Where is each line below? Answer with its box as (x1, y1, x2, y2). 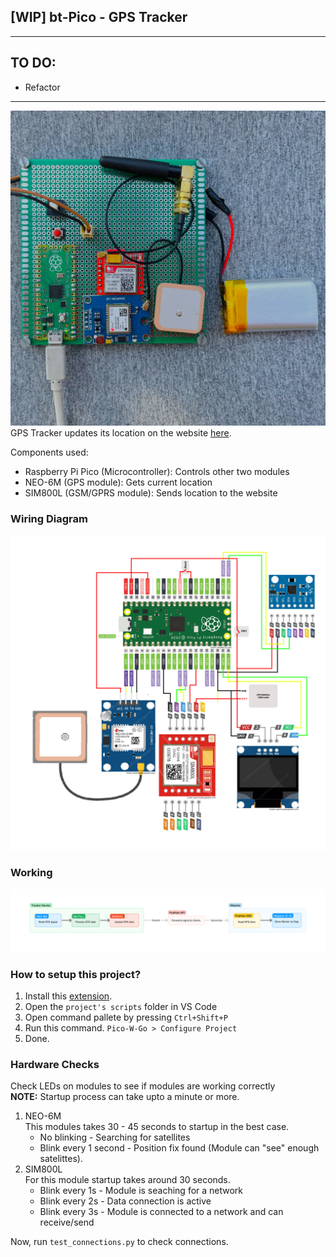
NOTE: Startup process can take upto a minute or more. (10, 1091, 240, 1103)
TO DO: (10, 55, 57, 72)
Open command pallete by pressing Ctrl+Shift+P (24, 1011, 228, 1023)
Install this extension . (24, 990, 113, 1002)
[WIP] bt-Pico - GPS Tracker (10, 9, 188, 26)
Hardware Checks (10, 1057, 100, 1071)
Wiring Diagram (10, 511, 88, 525)
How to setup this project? (10, 967, 142, 981)
